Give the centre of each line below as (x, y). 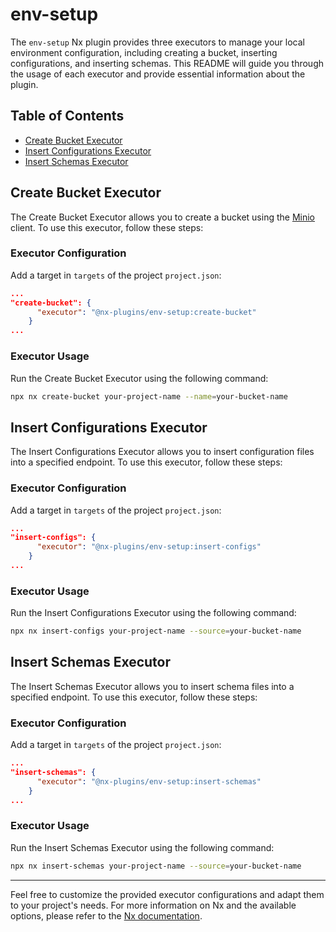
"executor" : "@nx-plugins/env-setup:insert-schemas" (149, 781)
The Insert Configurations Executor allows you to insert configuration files (162, 452)
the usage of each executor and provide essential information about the (158, 74)
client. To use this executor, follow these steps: (107, 227)
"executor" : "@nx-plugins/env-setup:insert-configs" (149, 547)
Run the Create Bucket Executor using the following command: (139, 378)
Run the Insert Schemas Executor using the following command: (142, 847)
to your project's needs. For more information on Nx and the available (153, 905)
